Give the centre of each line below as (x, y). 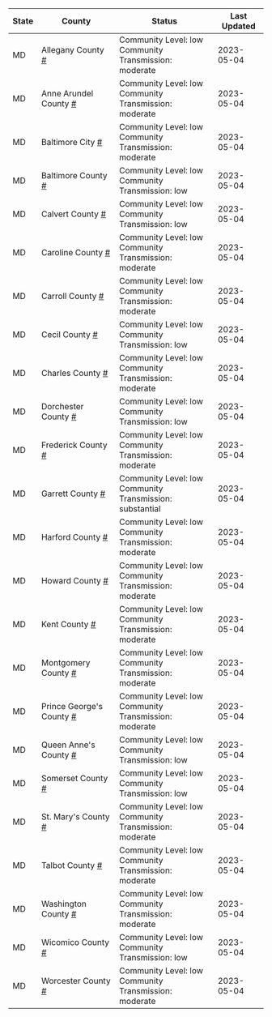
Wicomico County (75, 942)
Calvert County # (74, 214)
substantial (140, 508)
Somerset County (74, 778)
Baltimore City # (72, 142)
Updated (239, 26)
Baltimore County (74, 175)
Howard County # (75, 581)
